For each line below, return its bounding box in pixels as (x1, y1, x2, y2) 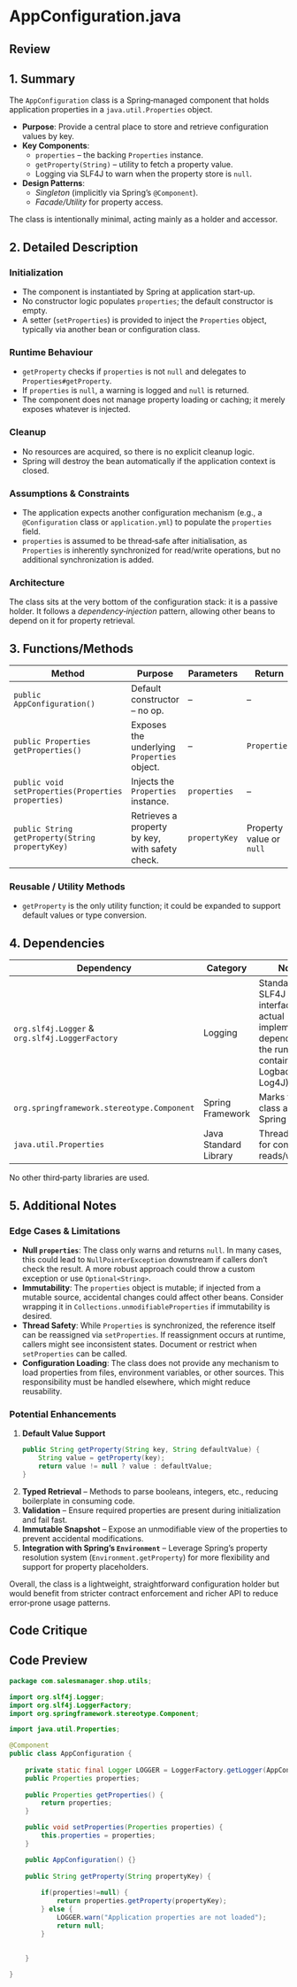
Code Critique (9, 1623, 88, 1638)
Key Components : (21, 140, 90, 151)
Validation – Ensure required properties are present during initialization (21, 1504, 281, 1516)
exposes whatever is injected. (21, 404, 131, 415)
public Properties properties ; (25, 1774, 141, 1782)
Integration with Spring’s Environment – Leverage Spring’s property (21, 1542, 268, 1553)
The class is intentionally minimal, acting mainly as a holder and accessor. (9, 214, 278, 225)
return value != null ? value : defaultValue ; (38, 1462, 213, 1471)
